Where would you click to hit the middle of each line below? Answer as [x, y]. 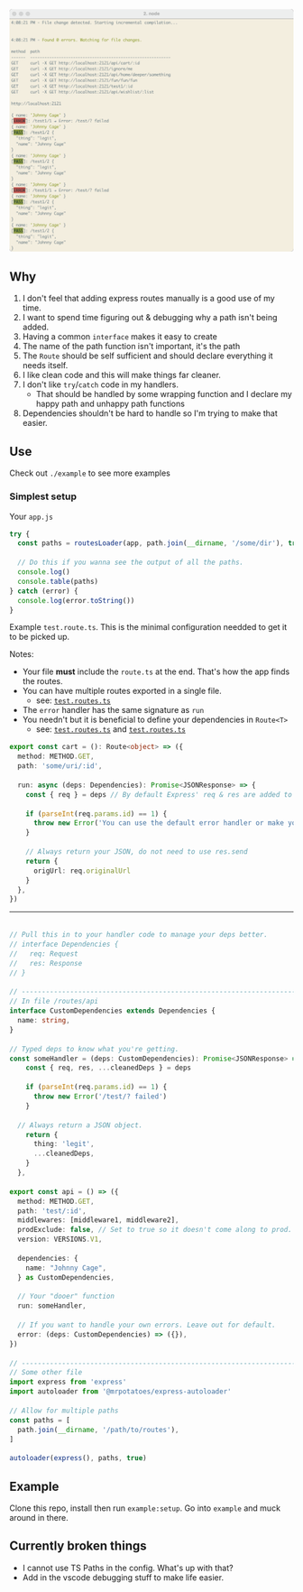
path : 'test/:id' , [52, 1211]
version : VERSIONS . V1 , [60, 1240]
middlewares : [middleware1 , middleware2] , [98, 1220]
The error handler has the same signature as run [113, 710]
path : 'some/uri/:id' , [60, 766]
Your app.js [32, 516]
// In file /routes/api [54, 1002]
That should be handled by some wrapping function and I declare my [164, 394]
